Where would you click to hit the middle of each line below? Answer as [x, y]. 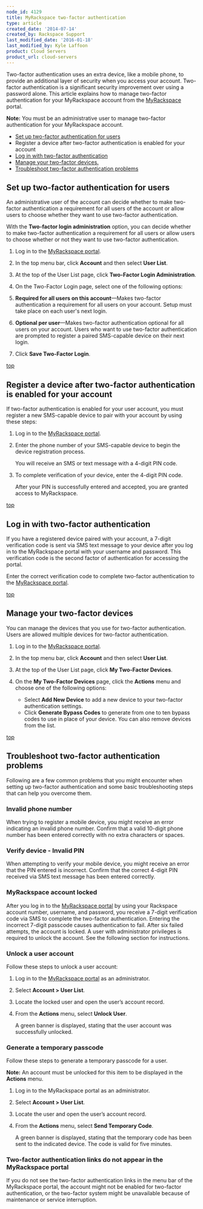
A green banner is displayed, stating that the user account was [93, 1025]
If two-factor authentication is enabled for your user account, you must [95, 409]
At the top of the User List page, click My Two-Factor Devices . [94, 670]
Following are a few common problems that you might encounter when [95, 780]
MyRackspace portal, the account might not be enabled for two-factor [94, 1187]
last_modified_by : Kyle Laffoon [47, 46]
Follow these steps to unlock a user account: [62, 967]
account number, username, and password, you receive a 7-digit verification [102, 912]
